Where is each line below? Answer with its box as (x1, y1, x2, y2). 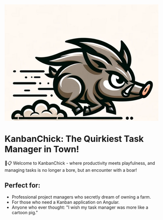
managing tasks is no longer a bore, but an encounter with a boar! (4, 167, 137, 173)
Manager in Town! (4, 143, 80, 155)
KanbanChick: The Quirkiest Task (4, 133, 144, 144)
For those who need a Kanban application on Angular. (11, 200, 120, 205)
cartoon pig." (11, 210, 38, 216)
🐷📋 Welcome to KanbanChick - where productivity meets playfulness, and (4, 160, 155, 166)
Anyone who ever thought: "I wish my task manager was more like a (11, 204, 148, 210)
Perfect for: (4, 181, 41, 189)
